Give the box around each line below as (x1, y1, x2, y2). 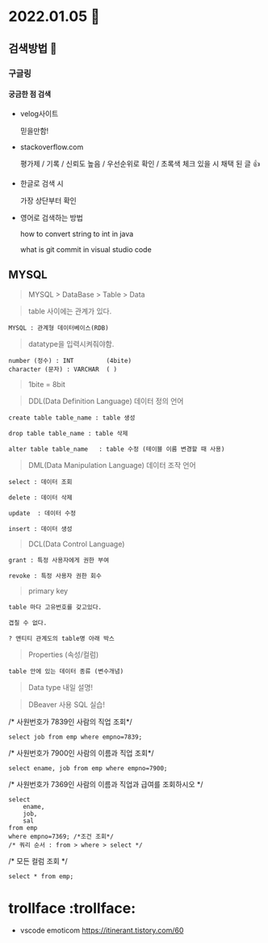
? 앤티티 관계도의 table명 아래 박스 (8, 634, 115, 642)
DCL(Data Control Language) (27, 539, 125, 549)
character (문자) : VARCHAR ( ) (8, 365, 118, 373)
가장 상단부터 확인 (19, 196, 77, 205)
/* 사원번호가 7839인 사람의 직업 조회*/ (8, 717, 132, 726)
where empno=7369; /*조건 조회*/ (8, 832, 115, 840)
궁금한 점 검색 (8, 89, 51, 99)
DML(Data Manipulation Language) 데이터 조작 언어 (27, 460, 196, 469)
